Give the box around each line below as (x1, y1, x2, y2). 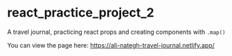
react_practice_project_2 (7, 5, 154, 21)
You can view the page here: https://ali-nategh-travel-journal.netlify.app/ (7, 41, 215, 49)
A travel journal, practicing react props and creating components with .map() (7, 28, 226, 36)
